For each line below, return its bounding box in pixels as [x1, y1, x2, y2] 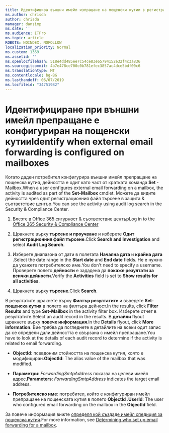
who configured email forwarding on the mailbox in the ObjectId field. [12, 401, 157, 407]
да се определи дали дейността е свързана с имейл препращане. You [5, 329, 155, 335]
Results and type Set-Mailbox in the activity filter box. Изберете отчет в [5, 308, 157, 314]
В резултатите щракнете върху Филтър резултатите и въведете [5, 297, 144, 303]
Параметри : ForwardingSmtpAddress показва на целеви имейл [12, 370, 148, 376]
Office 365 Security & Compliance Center [12, 221, 99, 227]
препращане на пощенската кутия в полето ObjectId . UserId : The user [12, 396, 164, 402]
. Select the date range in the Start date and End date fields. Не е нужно [12, 256, 162, 263]
